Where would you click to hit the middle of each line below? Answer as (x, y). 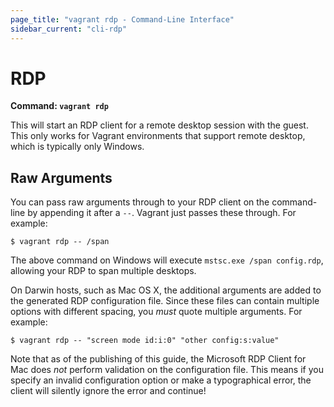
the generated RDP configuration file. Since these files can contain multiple (165, 301)
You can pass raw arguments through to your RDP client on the (140, 202)
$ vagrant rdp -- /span (60, 242)
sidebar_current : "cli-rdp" (69, 29)
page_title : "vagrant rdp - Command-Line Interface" (122, 19)
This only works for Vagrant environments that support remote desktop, (158, 136)
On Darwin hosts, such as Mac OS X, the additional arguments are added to (166, 290)
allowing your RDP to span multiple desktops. (103, 271)
